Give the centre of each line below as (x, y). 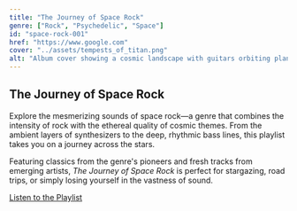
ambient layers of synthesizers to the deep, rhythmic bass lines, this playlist (147, 135)
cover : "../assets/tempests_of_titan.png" (88, 51)
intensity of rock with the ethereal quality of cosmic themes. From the (136, 125)
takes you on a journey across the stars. (82, 144)
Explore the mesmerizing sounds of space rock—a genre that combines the (147, 115)
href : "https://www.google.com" (69, 42)
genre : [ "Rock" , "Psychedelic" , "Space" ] (87, 26)
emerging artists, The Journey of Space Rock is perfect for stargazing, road (147, 170)
